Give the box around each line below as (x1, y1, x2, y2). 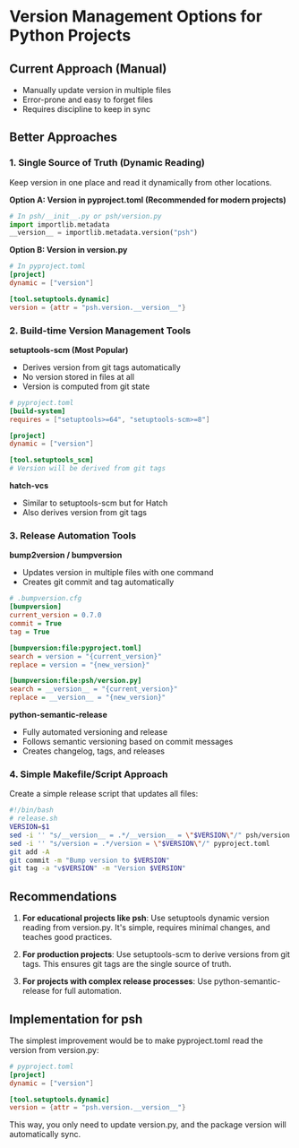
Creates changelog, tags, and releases (21, 746, 166, 756)
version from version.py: (9, 1044, 99, 1055)
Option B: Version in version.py (9, 245, 128, 255)
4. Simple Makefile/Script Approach (9, 768, 168, 781)
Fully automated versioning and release (21, 727, 168, 738)
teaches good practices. (21, 932, 113, 943)
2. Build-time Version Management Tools (9, 324, 191, 337)
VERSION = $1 (9, 823, 50, 832)
